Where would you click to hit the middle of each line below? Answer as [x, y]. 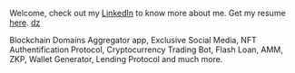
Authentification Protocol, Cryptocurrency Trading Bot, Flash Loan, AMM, [146, 50]
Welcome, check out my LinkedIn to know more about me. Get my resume [147, 13]
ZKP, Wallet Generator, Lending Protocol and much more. [116, 59]
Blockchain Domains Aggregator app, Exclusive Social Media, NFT [133, 40]
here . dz [25, 23]
